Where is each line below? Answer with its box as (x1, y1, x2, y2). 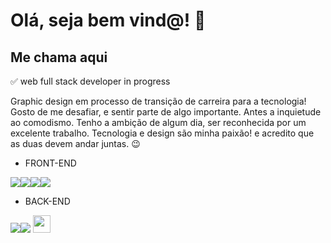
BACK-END (24, 195, 71, 207)
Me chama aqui (10, 49, 108, 66)
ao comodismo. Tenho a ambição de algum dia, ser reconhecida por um (10, 117, 307, 128)
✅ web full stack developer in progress (10, 75, 171, 87)
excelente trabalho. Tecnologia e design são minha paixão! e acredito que (10, 127, 315, 139)
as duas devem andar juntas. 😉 (10, 138, 141, 149)
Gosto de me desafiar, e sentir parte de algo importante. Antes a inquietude (10, 106, 322, 118)
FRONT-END (24, 157, 77, 169)
